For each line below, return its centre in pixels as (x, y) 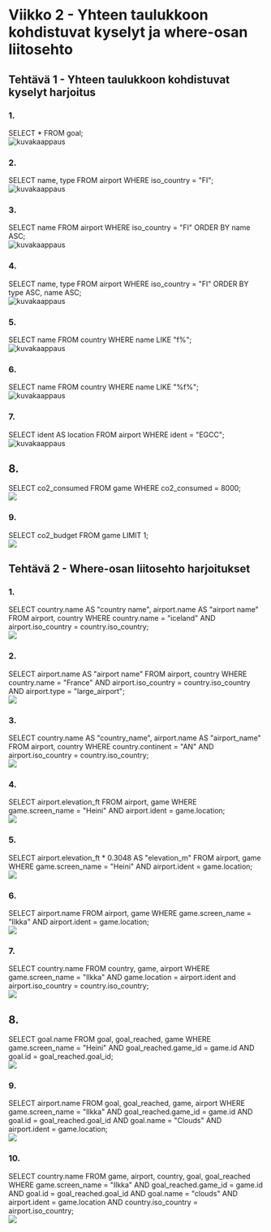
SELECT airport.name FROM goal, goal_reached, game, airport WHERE (127, 1104)
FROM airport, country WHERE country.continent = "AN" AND (111, 747)
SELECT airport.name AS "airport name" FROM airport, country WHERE (128, 674)
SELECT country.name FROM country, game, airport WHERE (110, 969)
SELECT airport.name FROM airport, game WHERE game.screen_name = (130, 913)
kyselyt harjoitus (52, 92)
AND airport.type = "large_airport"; (67, 691)
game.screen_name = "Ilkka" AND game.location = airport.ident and (122, 978)
